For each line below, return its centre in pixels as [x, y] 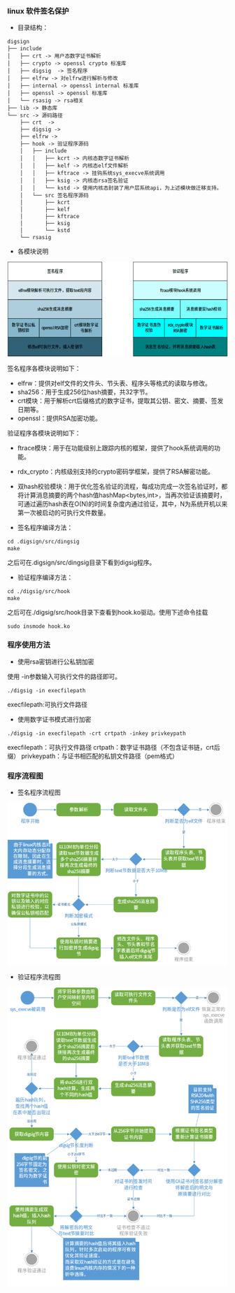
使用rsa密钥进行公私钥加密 [56, 662]
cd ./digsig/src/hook [39, 591]
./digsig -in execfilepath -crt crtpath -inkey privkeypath [97, 733]
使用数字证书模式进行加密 [54, 719]
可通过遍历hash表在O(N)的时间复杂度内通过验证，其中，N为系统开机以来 [122, 503]
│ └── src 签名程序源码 [54, 196]
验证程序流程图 [39, 976]
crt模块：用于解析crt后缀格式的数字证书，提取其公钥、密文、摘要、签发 [120, 401]
